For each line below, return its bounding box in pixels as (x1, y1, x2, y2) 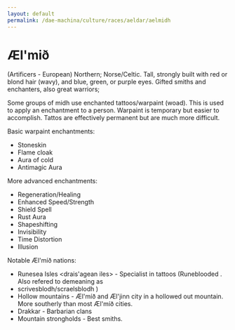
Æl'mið (7, 47, 50, 63)
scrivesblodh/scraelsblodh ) (17, 285, 99, 293)
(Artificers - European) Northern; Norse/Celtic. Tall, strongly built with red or (7, 70, 228, 79)
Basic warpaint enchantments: (7, 127, 95, 136)
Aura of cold (17, 156, 54, 164)
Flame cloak (17, 148, 53, 157)
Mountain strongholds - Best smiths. (17, 315, 123, 323)
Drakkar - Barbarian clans (17, 307, 93, 316)
